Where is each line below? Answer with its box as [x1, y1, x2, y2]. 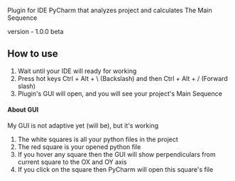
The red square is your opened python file [17, 143, 141, 151]
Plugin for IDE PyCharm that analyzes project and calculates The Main [7, 6, 212, 14]
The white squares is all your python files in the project [17, 135, 179, 144]
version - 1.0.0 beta [7, 28, 64, 35]
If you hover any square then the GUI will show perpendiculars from [17, 150, 216, 159]
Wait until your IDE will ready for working [17, 67, 137, 75]
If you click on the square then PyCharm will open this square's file [17, 165, 214, 174]
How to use [7, 48, 58, 60]
